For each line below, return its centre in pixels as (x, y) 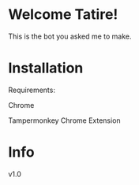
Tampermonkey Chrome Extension (64, 120)
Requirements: (32, 90)
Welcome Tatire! (63, 15)
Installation (46, 68)
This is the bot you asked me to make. (70, 36)
